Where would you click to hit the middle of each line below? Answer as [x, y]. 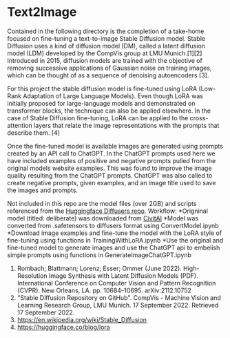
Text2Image [42, 12]
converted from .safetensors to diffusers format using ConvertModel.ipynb [113, 225]
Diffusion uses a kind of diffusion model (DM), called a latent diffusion [106, 46]
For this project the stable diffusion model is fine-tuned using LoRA [102, 88]
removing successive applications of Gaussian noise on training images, [109, 68]
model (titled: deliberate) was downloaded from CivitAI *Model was [103, 218]
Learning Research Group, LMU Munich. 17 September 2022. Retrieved [118, 305]
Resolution [32, 275]
